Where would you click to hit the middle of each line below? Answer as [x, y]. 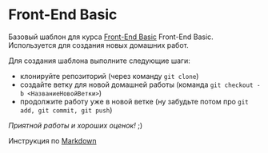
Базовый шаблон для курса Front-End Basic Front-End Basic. [111, 37]
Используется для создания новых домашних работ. [99, 45]
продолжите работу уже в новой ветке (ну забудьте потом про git [134, 101]
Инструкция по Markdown [52, 140]
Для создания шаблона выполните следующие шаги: [99, 61]
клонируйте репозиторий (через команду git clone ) [109, 76]
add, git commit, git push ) [66, 110]
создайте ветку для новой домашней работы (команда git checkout [136, 84]
